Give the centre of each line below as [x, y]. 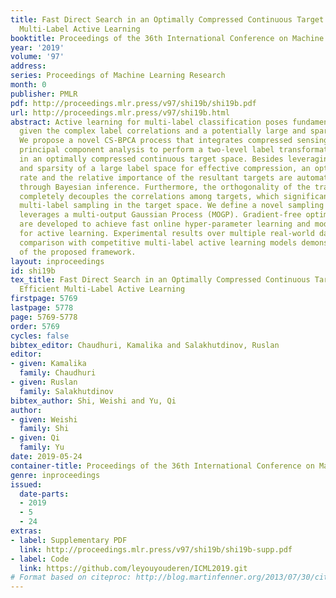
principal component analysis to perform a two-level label [147, 150]
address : [28, 66]
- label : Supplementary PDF [69, 540]
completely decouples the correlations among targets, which [149, 196]
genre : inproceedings [55, 475]
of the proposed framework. [78, 252]
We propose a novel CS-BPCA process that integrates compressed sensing [174, 141]
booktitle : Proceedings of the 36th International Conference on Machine [167, 38]
